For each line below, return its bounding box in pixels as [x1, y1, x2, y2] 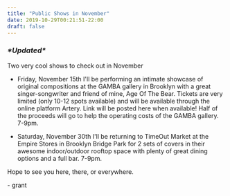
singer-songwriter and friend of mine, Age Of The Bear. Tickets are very [17, 89, 223, 97]
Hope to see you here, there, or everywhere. [7, 167, 134, 176]
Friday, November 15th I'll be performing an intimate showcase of [17, 75, 204, 83]
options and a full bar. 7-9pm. [17, 154, 103, 162]
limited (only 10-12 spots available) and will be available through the [17, 97, 210, 105]
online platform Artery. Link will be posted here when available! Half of [17, 104, 218, 112]
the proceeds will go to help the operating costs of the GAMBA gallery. [17, 111, 219, 119]
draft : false [7, 23, 45, 30]
